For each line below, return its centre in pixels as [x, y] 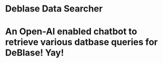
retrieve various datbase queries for [81, 42]
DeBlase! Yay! [34, 53]
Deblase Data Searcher [54, 9]
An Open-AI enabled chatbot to [71, 32]
